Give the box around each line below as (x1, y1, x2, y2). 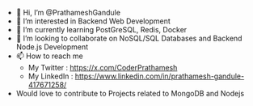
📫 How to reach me (15, 51, 83, 61)
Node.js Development (15, 42, 89, 52)
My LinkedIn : (27, 71, 74, 81)
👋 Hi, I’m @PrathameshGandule (15, 8, 121, 17)
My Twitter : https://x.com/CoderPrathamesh (27, 63, 178, 72)
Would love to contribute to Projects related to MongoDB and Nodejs (15, 89, 245, 98)
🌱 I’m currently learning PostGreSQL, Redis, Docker (15, 25, 188, 34)
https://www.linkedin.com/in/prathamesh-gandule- (74, 71, 245, 81)
